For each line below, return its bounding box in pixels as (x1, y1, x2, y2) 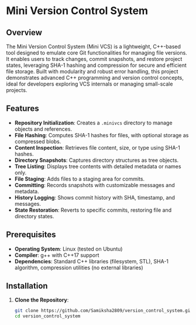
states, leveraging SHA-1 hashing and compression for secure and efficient (6, 62, 187, 69)
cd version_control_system (14, 313, 81, 319)
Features (6, 104, 39, 114)
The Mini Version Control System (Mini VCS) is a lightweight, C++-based (6, 43, 181, 50)
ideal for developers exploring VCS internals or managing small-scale (6, 80, 173, 87)
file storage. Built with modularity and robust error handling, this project (6, 68, 178, 75)
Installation (6, 281, 48, 291)
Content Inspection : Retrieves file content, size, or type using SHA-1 (14, 144, 180, 151)
